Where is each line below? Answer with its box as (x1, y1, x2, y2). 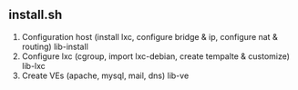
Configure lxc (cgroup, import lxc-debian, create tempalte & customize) (21, 50, 291, 62)
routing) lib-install (21, 41, 88, 52)
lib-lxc (21, 60, 46, 71)
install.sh (8, 7, 63, 23)
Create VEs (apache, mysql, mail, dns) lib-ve (21, 70, 190, 81)
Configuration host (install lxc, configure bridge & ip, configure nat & (21, 31, 279, 42)
